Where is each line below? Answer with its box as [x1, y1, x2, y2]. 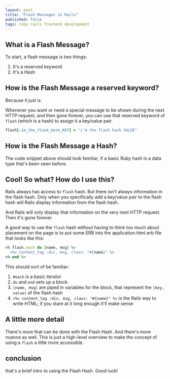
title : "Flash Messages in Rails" [5, 12, 79, 17]
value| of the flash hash [12, 290, 63, 296]
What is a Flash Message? [5, 40, 90, 49]
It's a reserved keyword [12, 64, 62, 70]
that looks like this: [5, 235, 45, 242]
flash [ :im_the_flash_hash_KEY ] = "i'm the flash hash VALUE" [5, 127, 138, 132]
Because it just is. [5, 97, 42, 103]
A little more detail [5, 315, 64, 324]
